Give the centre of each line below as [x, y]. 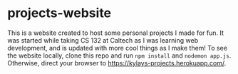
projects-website [59, 13]
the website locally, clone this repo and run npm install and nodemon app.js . [119, 55]
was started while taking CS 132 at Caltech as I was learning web [103, 40]
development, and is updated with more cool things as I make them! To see [118, 48]
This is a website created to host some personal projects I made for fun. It [116, 33]
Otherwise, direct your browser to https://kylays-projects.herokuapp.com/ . [117, 63]
